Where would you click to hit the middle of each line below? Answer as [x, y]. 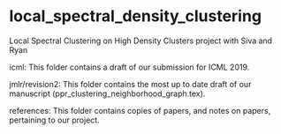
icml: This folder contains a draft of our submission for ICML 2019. [129, 67]
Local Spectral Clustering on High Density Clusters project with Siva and [140, 41]
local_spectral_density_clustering [136, 16]
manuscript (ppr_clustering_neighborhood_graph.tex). [107, 93]
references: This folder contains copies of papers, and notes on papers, [140, 110]
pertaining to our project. [54, 120]
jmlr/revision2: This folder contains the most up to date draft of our [130, 84]
